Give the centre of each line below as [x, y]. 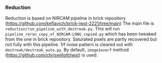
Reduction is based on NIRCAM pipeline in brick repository [65, 18]
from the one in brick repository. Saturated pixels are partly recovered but [81, 39]
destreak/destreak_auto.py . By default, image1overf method [67, 50]
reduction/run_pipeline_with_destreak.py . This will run [62, 29]
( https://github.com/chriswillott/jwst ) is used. [51, 55]
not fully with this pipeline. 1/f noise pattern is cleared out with [69, 45]
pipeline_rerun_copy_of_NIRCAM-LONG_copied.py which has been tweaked [81, 34]
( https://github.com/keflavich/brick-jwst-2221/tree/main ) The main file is [79, 23]
